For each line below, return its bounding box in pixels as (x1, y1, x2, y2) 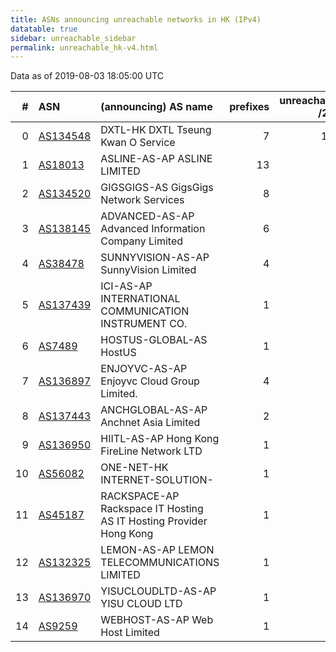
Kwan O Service (100, 136, 176, 150)
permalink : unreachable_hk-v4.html (10, 42, 159, 53)
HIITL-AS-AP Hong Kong (100, 432, 220, 446)
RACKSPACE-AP (100, 489, 180, 503)
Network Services (100, 193, 185, 207)
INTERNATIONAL (100, 292, 181, 306)
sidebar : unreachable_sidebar (10, 33, 137, 43)
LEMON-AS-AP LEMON (100, 543, 215, 557)
